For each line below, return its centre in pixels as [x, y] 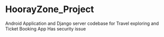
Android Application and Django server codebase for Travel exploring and [82, 23]
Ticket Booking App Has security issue [46, 28]
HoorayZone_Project [50, 9]
